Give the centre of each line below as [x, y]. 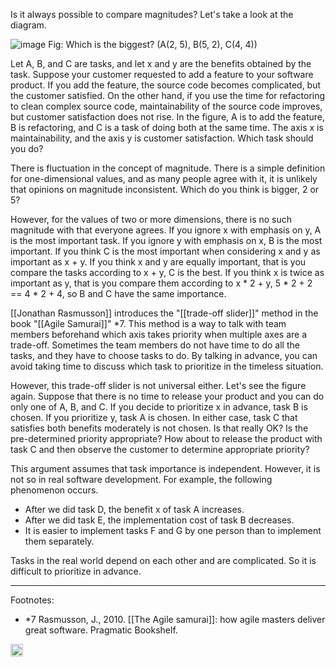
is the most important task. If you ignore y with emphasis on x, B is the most [166, 240]
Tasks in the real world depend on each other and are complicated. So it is [163, 560]
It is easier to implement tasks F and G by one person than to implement [173, 530]
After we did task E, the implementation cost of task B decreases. [159, 520]
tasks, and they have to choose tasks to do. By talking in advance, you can [164, 355]
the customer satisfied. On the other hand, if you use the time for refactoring [168, 95]
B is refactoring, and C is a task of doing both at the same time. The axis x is [167, 127]
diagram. [28, 25]
